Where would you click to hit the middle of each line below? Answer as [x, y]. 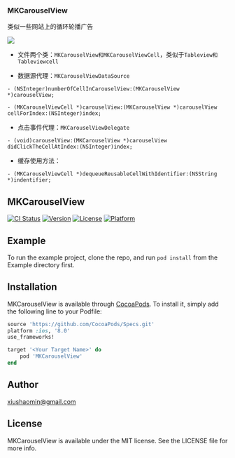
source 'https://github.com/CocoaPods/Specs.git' [81, 324]
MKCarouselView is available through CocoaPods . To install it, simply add [113, 304]
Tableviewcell [38, 62]
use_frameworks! [31, 337]
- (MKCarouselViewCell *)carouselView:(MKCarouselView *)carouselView [112, 107]
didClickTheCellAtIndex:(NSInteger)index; [70, 147]
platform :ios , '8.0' [39, 331]
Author [23, 385]
